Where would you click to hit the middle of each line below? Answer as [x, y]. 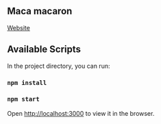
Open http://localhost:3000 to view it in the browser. [81, 113]
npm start [23, 99]
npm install [27, 83]
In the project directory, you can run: [59, 66]
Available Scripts [44, 50]
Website [19, 27]
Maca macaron [40, 11]
